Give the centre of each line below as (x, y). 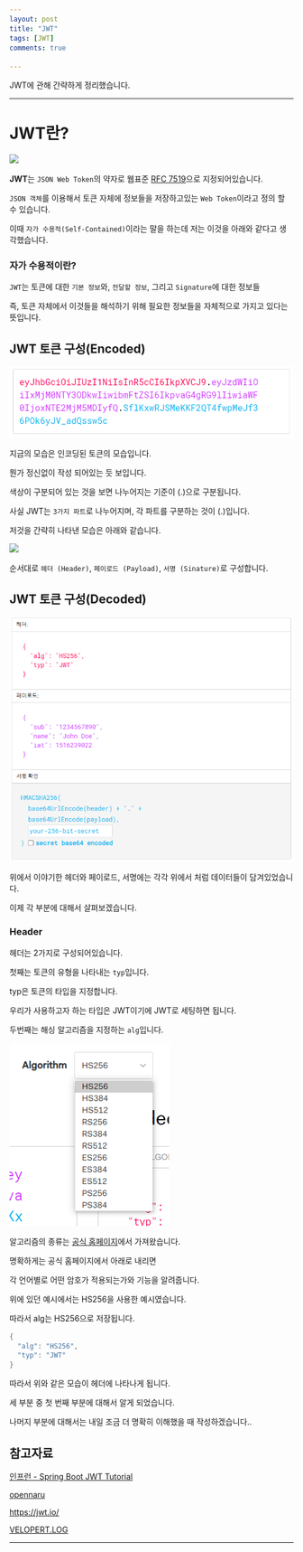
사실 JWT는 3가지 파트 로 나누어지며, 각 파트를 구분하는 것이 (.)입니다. (130, 511)
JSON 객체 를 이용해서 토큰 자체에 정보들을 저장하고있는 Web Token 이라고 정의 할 (147, 198)
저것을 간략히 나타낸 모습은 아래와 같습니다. (85, 530)
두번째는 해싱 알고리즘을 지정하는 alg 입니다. (87, 1030)
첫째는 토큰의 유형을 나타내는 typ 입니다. (79, 972)
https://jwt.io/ (34, 1512)
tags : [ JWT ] (32, 38)
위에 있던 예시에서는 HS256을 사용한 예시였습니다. (98, 1299)
